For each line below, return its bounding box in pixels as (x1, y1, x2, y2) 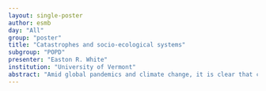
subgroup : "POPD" (8, 48, 66, 56)
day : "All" (8, 26, 44, 34)
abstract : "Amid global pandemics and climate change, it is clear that (8, 70, 253, 78)
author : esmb (8, 19, 51, 27)
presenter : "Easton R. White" (8, 56, 108, 64)
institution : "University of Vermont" (8, 63, 136, 71)
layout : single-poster (8, 11, 83, 20)
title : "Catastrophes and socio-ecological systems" (8, 41, 186, 49)
